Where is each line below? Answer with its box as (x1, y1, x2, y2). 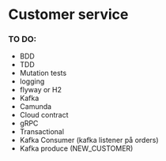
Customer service (8, 6, 129, 24)
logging (19, 77, 45, 86)
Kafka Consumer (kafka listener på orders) (19, 136, 160, 145)
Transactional (19, 127, 65, 137)
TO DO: (8, 34, 37, 45)
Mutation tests (19, 69, 67, 78)
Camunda (19, 102, 52, 111)
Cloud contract (19, 110, 69, 120)
